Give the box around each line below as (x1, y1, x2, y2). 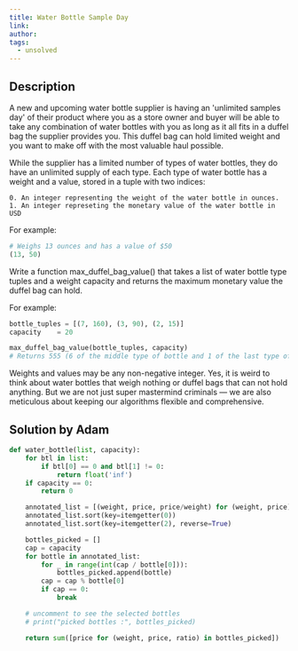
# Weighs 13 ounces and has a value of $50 (9, 242, 173, 250)
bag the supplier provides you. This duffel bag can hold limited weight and (9, 131, 281, 141)
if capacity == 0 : (25, 479, 93, 488)
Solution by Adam (9, 422, 109, 437)
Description (9, 79, 75, 94)
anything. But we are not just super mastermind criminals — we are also (9, 387, 272, 398)
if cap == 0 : (41, 585, 90, 594)
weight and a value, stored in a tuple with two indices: (9, 176, 206, 187)
